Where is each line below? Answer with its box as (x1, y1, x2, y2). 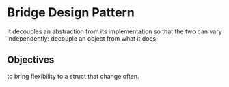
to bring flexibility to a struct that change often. (7, 72, 139, 80)
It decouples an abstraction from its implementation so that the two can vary (7, 27, 222, 35)
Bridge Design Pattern (7, 5, 135, 20)
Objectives (7, 54, 55, 66)
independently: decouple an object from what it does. (7, 34, 159, 42)
